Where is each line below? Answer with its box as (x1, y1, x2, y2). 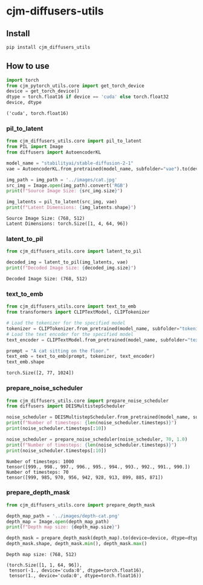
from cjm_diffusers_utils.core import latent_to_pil (6, 248, 142, 254)
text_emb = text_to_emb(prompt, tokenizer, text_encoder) (6, 354, 155, 360)
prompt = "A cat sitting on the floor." (6, 347, 110, 354)
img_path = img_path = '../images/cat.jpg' (6, 176, 118, 183)
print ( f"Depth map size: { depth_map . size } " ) (6, 524, 120, 530)
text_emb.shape (6, 359, 45, 365)
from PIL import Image (6, 144, 63, 150)
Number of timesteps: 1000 (6, 458, 74, 465)
